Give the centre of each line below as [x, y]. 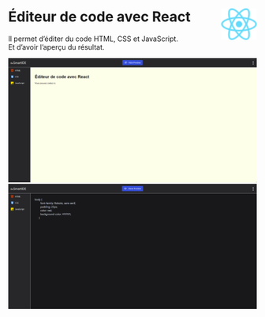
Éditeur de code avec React [99, 17]
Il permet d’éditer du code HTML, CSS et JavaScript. [93, 39]
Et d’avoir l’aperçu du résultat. [56, 47]
